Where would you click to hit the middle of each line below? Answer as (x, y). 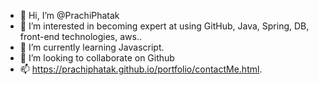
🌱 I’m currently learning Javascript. (92, 47)
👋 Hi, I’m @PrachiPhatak (69, 15)
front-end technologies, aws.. (80, 36)
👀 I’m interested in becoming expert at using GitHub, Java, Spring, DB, (164, 26)
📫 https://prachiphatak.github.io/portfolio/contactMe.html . (141, 69)
